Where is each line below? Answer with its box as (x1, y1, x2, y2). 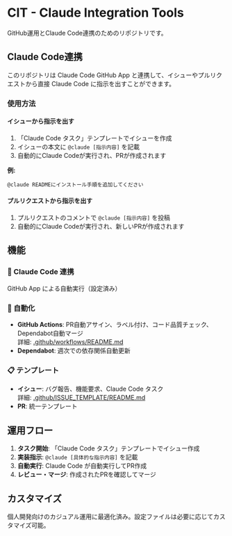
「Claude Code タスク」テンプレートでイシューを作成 (17, 133, 172, 142)
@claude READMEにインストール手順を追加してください (7, 181, 144, 188)
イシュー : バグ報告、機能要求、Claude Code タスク (17, 384, 164, 393)
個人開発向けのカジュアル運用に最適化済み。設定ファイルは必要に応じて (7, 512, 214, 521)
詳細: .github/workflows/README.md (17, 338, 124, 346)
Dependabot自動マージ (17, 329, 83, 338)
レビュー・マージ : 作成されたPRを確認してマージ (17, 471, 156, 479)
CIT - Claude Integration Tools (7, 5, 184, 21)
